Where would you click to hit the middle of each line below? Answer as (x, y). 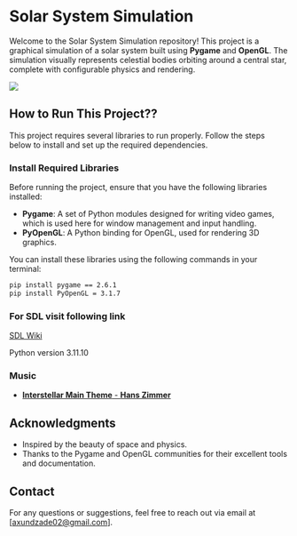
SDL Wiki (26, 336)
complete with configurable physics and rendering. (102, 69)
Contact (32, 491)
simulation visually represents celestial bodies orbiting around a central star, (148, 60)
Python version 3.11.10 (49, 353)
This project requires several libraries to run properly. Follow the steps (137, 135)
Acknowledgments (63, 423)
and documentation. (59, 463)
